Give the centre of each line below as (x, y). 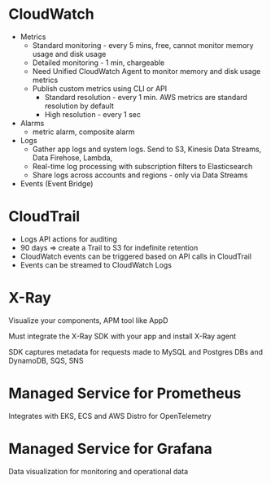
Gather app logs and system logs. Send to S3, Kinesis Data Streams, (147, 149)
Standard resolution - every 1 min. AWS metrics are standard (146, 97)
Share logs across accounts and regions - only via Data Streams (140, 175)
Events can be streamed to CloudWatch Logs (96, 264)
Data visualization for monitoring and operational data (98, 471)
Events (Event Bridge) (57, 183)
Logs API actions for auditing (69, 239)
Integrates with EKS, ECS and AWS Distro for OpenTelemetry (110, 416)
